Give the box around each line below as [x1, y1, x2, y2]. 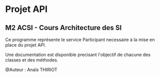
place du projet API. [5, 42, 46, 48]
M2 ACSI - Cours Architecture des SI [5, 23, 122, 32]
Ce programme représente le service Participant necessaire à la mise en [5, 36, 155, 42]
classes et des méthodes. [5, 57, 59, 63]
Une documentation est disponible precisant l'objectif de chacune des [5, 51, 151, 57]
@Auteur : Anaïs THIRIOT [5, 66, 58, 72]
